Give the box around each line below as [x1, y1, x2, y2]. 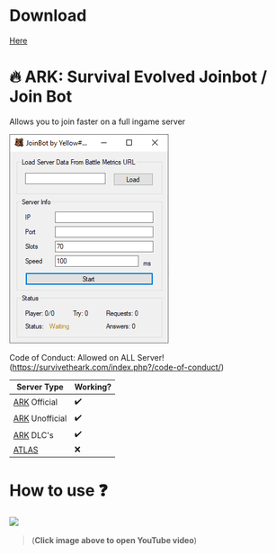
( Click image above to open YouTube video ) [31, 534, 198, 545]
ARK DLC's [13, 429, 54, 441]
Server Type [16, 381, 65, 392]
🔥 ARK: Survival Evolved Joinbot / [9, 67, 268, 87]
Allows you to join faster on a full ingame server [9, 116, 186, 127]
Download [9, 5, 87, 26]
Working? [74, 381, 112, 392]
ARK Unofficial [13, 413, 67, 424]
